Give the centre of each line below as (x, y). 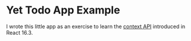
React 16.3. (20, 32)
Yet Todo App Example (63, 10)
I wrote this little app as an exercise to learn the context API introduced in (96, 26)
